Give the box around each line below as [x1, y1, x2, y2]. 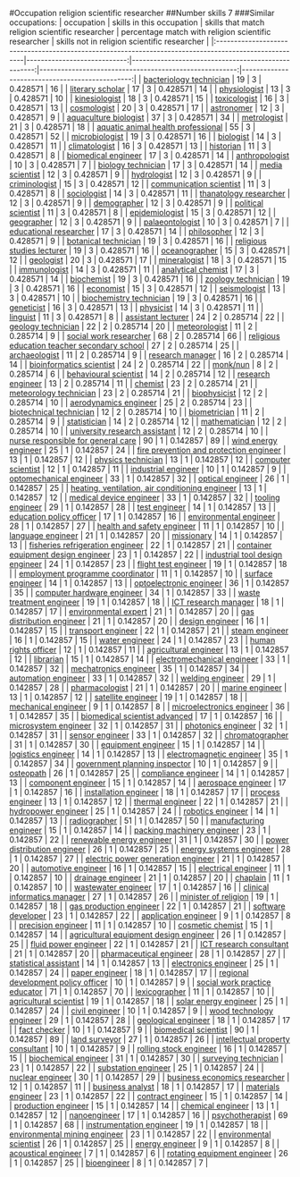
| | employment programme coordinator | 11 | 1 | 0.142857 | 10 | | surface [9, 568, 273, 579]
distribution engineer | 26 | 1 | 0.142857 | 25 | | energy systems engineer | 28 [9, 844, 291, 854]
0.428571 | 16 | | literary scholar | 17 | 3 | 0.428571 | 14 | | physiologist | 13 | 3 [9, 84, 291, 94]
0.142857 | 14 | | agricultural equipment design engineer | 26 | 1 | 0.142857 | [9, 929, 287, 940]
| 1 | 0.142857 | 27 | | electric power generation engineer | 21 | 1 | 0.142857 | [9, 853, 286, 864]
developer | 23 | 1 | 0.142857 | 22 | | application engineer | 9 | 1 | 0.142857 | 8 [9, 910, 291, 920]
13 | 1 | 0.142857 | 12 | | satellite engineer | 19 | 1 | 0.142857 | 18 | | [9, 692, 248, 702]
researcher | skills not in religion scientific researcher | [9, 36, 210, 47]
